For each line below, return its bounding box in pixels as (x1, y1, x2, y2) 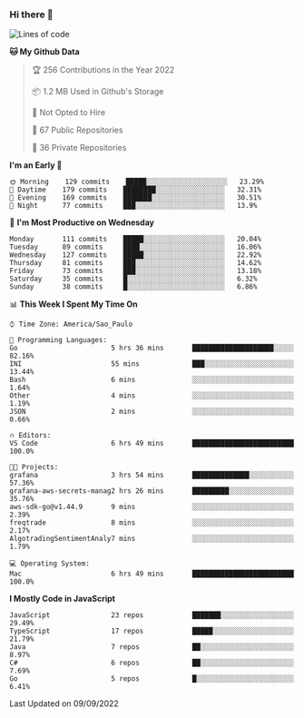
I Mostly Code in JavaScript (9, 594, 116, 605)
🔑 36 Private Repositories (31, 143, 127, 153)
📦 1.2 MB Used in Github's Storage (31, 86, 164, 97)
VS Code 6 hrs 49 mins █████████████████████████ (9, 439, 295, 448)
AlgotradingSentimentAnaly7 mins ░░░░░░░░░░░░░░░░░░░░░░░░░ (9, 535, 295, 544)
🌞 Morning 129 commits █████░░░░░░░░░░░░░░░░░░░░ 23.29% (9, 177, 265, 187)
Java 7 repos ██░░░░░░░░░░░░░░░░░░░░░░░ (9, 643, 295, 652)
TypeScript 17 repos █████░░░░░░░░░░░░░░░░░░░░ (9, 626, 295, 636)
